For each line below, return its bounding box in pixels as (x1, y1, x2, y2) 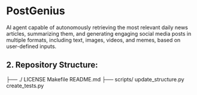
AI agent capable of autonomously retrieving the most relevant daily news (6, 24, 189, 31)
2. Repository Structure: (6, 60, 98, 70)
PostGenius (6, 4, 65, 18)
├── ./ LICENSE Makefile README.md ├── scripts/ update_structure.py (6, 75, 184, 83)
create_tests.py (6, 82, 44, 89)
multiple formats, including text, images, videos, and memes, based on (6, 36, 181, 43)
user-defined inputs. (6, 43, 57, 50)
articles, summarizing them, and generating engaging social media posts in (6, 30, 192, 37)
